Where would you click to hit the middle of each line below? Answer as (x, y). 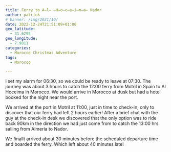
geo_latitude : (20, 29)
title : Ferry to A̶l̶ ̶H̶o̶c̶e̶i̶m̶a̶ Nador (54, 10)
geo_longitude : (22, 39)
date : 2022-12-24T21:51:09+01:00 (41, 24)
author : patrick (23, 15)
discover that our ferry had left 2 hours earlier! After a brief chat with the (82, 113)
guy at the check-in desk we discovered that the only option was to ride (81, 118)
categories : (18, 48)
